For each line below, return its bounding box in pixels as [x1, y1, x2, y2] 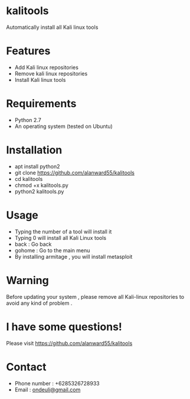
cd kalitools [14, 175, 43, 182]
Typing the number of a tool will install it [14, 228, 112, 235]
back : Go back [14, 240, 52, 248]
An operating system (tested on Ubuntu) [14, 123, 113, 130]
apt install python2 [14, 163, 60, 170]
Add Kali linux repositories [14, 64, 78, 71]
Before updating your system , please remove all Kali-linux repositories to [6, 293, 185, 300]
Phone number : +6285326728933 [14, 380, 100, 387]
